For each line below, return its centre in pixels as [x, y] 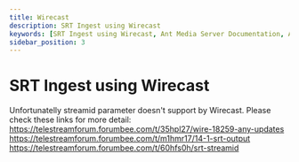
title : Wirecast [39, 17]
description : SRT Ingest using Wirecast [85, 26]
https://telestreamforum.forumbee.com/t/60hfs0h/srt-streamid [124, 148]
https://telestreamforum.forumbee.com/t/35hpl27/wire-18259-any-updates [147, 129]
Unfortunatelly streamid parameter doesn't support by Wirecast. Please [140, 111]
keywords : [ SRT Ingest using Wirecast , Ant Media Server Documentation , [147, 34]
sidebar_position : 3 [48, 42]
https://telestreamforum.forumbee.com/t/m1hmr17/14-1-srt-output [130, 139]
